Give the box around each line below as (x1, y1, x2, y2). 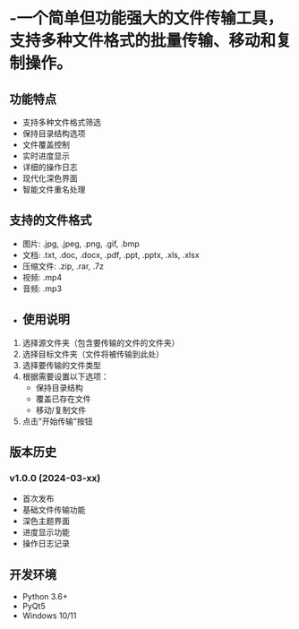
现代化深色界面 (21, 173, 78, 184)
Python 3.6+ (21, 591, 69, 602)
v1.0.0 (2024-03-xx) (9, 471, 101, 484)
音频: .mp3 (21, 283, 63, 294)
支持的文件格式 (9, 212, 92, 228)
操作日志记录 (21, 539, 70, 549)
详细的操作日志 (21, 162, 78, 172)
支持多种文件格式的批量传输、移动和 (9, 30, 277, 51)
